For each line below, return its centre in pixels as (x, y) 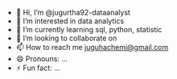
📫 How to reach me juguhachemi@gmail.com (92, 47)
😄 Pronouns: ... (42, 59)
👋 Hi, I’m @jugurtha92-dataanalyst (73, 12)
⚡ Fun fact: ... (38, 68)
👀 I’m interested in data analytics (70, 21)
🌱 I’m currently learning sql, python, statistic (89, 29)
